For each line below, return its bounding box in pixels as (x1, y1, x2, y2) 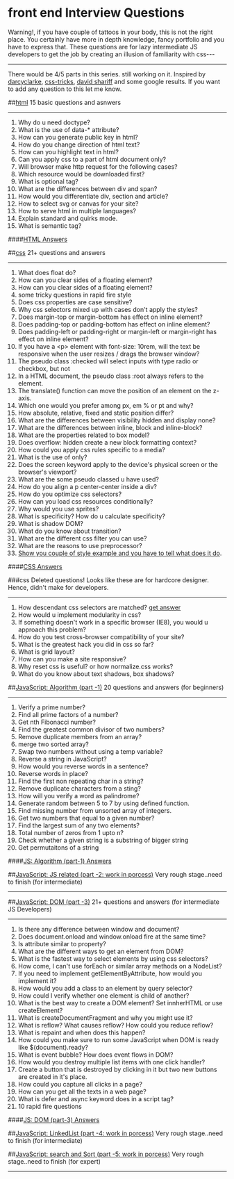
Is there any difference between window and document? (17, 925, 180, 933)
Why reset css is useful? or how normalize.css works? (17, 662, 174, 670)
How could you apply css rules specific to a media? (17, 445, 165, 454)
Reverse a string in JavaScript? (17, 755, 107, 763)
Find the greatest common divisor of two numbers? (17, 725, 165, 734)
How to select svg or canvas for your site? (17, 199, 139, 208)
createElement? (17, 1006, 63, 1014)
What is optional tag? (17, 177, 79, 185)
